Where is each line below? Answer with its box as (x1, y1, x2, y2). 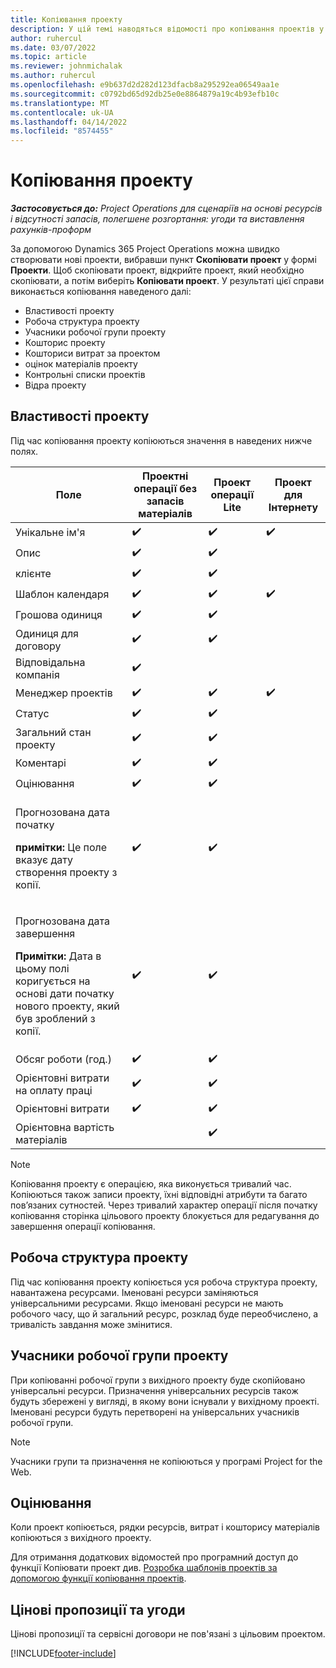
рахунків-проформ (10, 224, 92, 236)
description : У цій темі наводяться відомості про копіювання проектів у (10, 24, 325, 34)
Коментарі (15, 756, 67, 770)
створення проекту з (15, 865, 118, 879)
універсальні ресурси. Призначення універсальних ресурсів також (10, 1384, 299, 1396)
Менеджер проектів (15, 686, 113, 700)
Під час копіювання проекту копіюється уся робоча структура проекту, (10, 1276, 318, 1288)
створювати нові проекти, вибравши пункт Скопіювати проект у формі (10, 254, 317, 266)
